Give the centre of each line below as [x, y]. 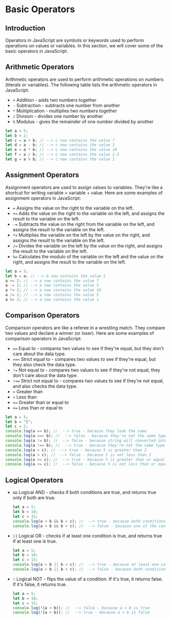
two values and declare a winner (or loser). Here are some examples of [80, 333]
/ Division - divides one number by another [58, 116]
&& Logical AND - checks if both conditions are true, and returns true [84, 492]
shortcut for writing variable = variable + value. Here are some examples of [84, 193]
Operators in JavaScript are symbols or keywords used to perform [75, 40]
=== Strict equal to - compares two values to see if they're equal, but [84, 359]
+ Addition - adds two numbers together [54, 100]
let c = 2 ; [17, 426]
